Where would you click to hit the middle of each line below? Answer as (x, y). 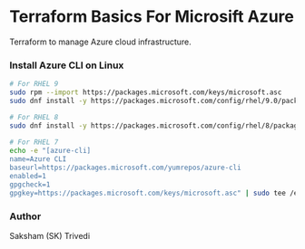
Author (25, 216)
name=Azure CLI (38, 159)
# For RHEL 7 (34, 142)
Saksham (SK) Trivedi (50, 235)
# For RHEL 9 (34, 84)
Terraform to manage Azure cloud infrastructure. (101, 42)
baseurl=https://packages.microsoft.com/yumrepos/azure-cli (126, 168)
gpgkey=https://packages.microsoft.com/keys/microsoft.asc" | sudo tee (148, 193)
